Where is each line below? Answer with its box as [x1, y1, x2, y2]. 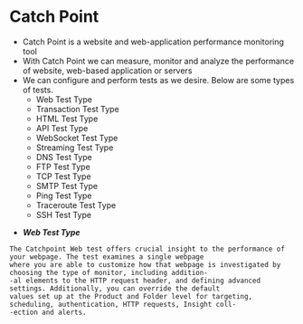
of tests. [22, 84, 54, 95]
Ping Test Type [35, 190, 92, 201]
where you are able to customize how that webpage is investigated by [9, 260, 281, 269]
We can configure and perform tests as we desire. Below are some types [22, 74, 295, 85]
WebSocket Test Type [35, 132, 118, 143]
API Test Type [35, 122, 89, 133]
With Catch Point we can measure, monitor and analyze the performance [22, 55, 295, 66]
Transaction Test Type [35, 103, 119, 114]
